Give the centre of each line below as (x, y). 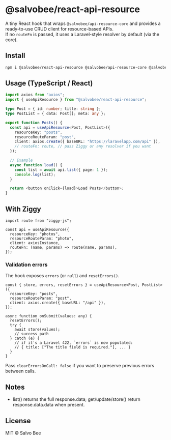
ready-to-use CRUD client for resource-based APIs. (59, 28)
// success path (32, 334)
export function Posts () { (34, 123)
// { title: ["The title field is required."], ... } (73, 347)
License (18, 421)
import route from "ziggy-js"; (38, 221)
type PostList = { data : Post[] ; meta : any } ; (55, 114)
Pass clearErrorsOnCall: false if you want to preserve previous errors (80, 366)
